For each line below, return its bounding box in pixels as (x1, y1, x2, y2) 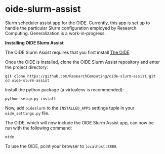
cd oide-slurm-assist (5, 78, 50, 83)
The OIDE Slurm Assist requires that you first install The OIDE (5, 49, 130, 55)
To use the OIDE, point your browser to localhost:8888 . (5, 143, 118, 149)
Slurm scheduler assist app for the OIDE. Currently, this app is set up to (5, 20, 150, 26)
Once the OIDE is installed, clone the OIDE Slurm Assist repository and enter (5, 59, 160, 65)
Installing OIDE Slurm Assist (5, 39, 64, 45)
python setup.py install (5, 96, 56, 101)
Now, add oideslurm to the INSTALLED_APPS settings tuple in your (5, 105, 135, 111)
